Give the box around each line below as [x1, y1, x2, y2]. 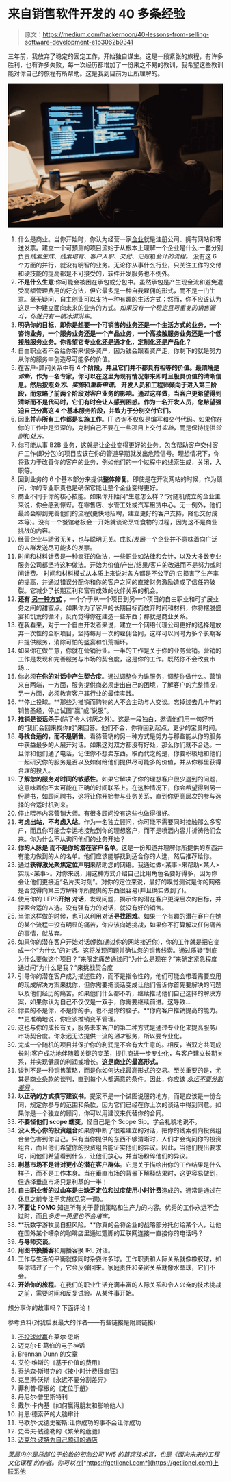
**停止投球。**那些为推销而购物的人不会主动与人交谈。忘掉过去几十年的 [17, 697, 221, 706]
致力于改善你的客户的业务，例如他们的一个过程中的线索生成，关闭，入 [23, 457, 221, 466]
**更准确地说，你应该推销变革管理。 [17, 1015, 120, 1023]
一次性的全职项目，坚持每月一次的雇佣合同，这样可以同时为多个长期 [23, 629, 216, 637]
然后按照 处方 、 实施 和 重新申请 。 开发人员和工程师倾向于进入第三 [29, 380, 211, 389]
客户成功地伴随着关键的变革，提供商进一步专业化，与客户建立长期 [31, 1049, 217, 1057]
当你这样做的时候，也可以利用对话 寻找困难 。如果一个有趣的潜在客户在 [17, 912, 216, 920]
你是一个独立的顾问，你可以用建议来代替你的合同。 [23, 1108, 168, 1117]
